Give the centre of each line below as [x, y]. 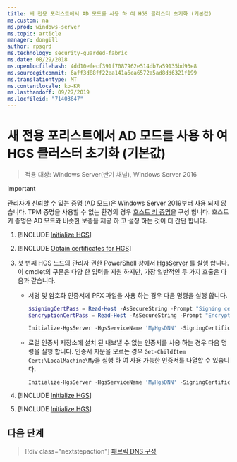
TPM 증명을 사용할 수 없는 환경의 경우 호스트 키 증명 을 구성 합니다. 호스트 [128, 211]
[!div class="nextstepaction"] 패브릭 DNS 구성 [90, 451]
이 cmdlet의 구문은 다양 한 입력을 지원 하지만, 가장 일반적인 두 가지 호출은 [119, 271]
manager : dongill [33, 40]
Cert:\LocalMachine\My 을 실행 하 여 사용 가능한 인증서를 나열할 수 [120, 360]
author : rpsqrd [30, 46]
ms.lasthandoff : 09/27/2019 [49, 92]
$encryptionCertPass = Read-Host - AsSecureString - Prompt [115, 315]
